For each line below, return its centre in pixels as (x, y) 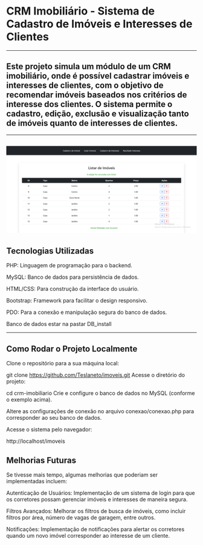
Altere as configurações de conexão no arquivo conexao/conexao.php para (100, 411)
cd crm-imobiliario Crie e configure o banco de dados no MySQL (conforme (101, 393)
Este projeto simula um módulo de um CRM (89, 67)
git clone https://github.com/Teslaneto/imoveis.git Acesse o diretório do (96, 375)
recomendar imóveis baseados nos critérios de (97, 95)
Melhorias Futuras (41, 460)
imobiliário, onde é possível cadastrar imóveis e (98, 76)
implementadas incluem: (37, 481)
